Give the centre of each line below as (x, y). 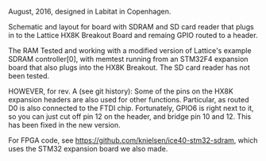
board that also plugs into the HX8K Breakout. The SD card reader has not (129, 67)
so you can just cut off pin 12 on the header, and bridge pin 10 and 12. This (130, 117)
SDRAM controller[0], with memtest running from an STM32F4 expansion (128, 59)
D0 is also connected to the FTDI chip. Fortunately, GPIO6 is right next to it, (131, 108)
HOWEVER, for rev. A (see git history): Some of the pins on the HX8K (121, 91)
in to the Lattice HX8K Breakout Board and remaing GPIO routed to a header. (133, 35)
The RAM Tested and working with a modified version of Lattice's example (130, 50)
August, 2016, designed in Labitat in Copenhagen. (90, 11)
